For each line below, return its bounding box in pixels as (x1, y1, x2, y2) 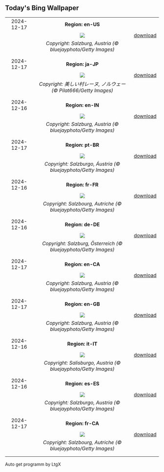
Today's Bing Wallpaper (5, 4, 79, 12)
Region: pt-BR (65, 142, 99, 148)
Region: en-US (64, 21, 100, 27)
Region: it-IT (67, 340, 98, 347)
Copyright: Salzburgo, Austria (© (44, 399, 121, 406)
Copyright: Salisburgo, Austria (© (43, 359, 121, 366)
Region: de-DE (65, 221, 100, 228)
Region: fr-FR (66, 181, 99, 188)
